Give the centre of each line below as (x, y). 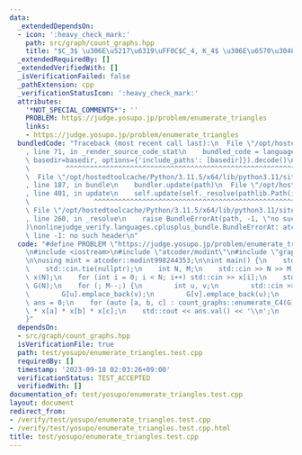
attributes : (40, 101)
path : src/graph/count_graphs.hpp (90, 43)
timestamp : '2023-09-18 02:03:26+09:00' (94, 369)
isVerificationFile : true (66, 344)
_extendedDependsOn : (56, 26)
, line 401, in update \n (72, 194)
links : (38, 127)
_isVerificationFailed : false (74, 77)
